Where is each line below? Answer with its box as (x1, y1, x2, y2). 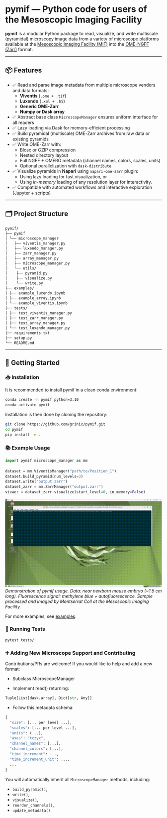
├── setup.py (5, 335, 32, 341)
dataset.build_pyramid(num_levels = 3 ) (5, 474, 83, 479)
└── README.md (5, 340, 35, 346)
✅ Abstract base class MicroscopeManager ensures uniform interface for (12, 114, 158, 120)
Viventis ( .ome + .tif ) (19, 93, 67, 99)
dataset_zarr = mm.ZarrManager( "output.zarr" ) (5, 484, 103, 489)
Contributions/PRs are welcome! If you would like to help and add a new (5, 661, 153, 667)
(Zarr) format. (5, 46, 33, 52)
